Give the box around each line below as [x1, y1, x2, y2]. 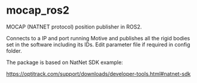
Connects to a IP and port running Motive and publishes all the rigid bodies [6, 34, 190, 41]
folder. [6, 47, 22, 54]
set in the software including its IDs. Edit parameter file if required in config [6, 41, 190, 48]
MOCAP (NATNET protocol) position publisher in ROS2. [6, 23, 142, 30]
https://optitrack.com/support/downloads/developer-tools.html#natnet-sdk [6, 70, 191, 77]
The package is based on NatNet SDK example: [6, 59, 124, 66]
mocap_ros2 [6, 4, 70, 17]
